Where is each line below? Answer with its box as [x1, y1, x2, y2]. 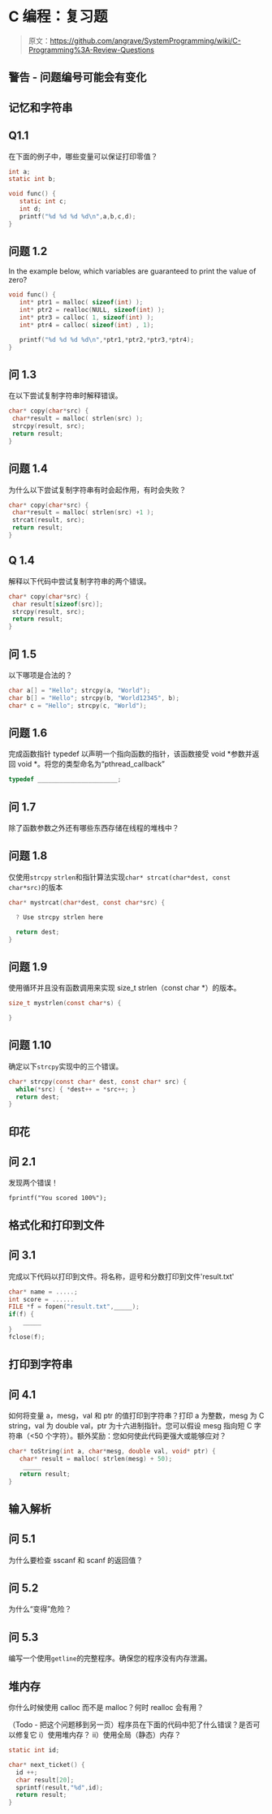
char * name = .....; [8, 1288, 79, 1296]
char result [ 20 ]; [15, 1776, 75, 1784]
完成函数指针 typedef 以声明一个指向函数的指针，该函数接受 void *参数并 [8, 749, 253, 759]
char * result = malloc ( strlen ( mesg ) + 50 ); [19, 1454, 173, 1462]
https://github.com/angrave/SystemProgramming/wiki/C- [50, 36, 241, 45]
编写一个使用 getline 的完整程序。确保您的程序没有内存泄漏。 [8, 1653, 213, 1663]
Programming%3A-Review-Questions [28, 45, 155, 54]
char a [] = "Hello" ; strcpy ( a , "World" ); [8, 686, 151, 694]
